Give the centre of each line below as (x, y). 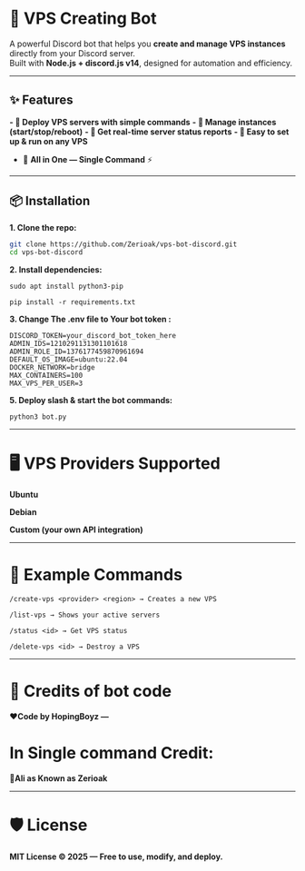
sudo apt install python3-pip (67, 287)
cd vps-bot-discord (46, 252)
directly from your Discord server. (73, 53)
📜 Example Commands (96, 575)
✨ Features (41, 100)
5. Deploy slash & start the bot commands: (91, 401)
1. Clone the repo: (43, 227)
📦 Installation (50, 201)
